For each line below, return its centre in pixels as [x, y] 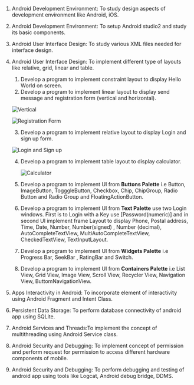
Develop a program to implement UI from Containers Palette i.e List [103, 269]
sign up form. [37, 139]
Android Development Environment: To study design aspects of [89, 9]
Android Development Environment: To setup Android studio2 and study [99, 26]
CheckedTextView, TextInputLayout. [64, 239]
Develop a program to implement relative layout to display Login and [103, 132]
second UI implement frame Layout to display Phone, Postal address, [104, 221]
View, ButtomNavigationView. [56, 281]
